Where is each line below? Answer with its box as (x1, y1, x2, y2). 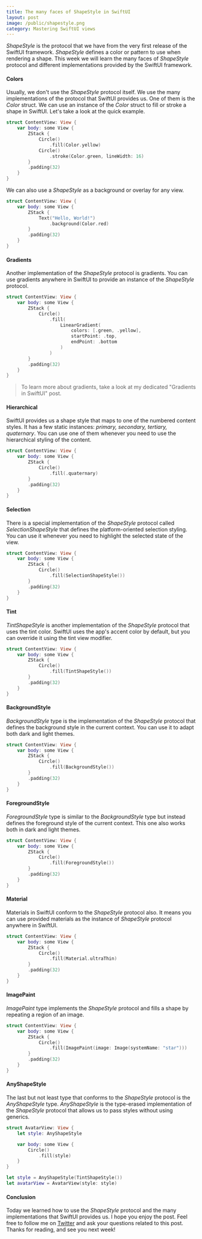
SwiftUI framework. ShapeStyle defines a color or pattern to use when (6, 49, 181, 56)
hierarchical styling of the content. (6, 436, 92, 443)
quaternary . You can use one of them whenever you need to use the (6, 429, 177, 437)
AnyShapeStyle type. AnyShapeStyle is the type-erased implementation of (6, 1100, 192, 1107)
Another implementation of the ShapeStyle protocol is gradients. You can (6, 270, 188, 277)
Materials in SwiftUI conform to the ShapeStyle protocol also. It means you (6, 908, 192, 916)
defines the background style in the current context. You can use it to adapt (6, 723, 194, 730)
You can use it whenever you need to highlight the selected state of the (6, 532, 183, 539)
